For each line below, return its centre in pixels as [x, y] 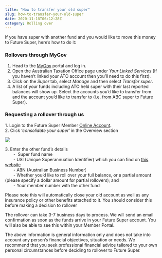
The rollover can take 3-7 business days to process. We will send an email [79, 215]
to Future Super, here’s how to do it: [41, 43]
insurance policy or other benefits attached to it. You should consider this [79, 200]
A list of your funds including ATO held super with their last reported [80, 86]
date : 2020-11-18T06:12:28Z [34, 19]
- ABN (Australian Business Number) [50, 170]
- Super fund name [33, 154]
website [13, 165]
